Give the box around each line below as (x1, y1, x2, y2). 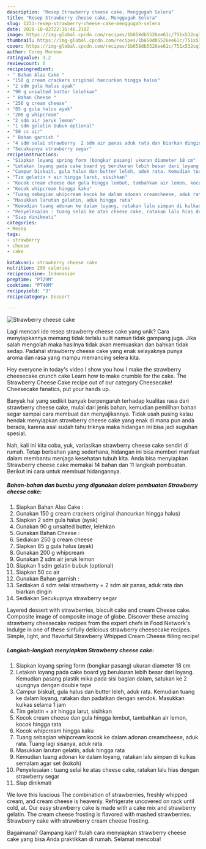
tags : (7, 231, 21, 237)
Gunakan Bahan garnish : (15, 575, 80, 582)
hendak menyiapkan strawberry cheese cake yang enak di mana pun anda (7, 416, 195, 424)
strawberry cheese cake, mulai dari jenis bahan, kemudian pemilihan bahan (7, 403, 197, 411)
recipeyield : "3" (7, 287, 51, 294)
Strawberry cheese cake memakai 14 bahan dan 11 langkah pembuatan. (7, 461, 187, 468)
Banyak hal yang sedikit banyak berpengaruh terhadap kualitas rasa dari (7, 397, 189, 405)
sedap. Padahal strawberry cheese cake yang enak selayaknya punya (7, 347, 183, 354)
